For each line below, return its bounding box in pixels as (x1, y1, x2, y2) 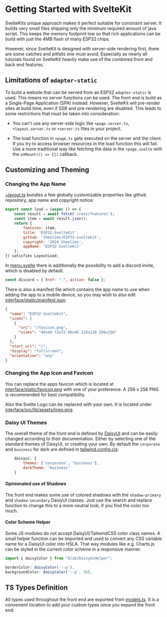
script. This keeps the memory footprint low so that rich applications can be (5, 30, 161, 36)
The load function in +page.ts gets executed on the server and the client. (12, 135, 162, 141)
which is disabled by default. (5, 268, 64, 274)
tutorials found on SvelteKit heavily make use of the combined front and (5, 56, 153, 62)
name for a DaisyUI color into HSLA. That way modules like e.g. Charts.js (5, 541, 155, 547)
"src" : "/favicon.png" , (18, 325, 68, 330)
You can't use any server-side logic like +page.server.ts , (12, 120, 130, 126)
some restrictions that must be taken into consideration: (5, 110, 120, 116)
